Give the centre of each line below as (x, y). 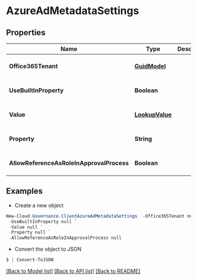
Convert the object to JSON (48, 249)
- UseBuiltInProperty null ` (43, 221)
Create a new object (39, 205)
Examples (24, 191)
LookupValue (153, 114)
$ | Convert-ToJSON (30, 260)
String (143, 139)
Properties (26, 33)
